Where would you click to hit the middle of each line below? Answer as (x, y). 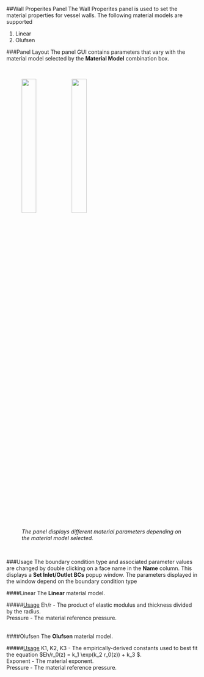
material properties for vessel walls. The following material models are (95, 15)
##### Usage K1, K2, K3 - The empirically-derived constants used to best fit (102, 648)
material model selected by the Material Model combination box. (88, 58)
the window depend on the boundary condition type (72, 581)
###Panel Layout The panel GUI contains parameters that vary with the (96, 52)
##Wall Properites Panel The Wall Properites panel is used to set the (92, 9)
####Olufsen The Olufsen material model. (60, 636)
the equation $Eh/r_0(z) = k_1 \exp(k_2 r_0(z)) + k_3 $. (74, 654)
